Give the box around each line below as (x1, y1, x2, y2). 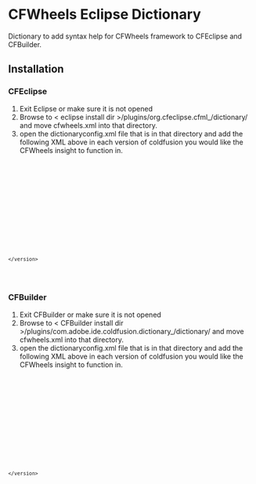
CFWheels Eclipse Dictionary (8, 5, 201, 24)
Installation (8, 63, 64, 76)
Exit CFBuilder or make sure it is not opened (19, 310, 162, 319)
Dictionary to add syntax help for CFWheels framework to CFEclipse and (8, 31, 243, 41)
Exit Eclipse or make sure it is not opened (19, 104, 153, 113)
